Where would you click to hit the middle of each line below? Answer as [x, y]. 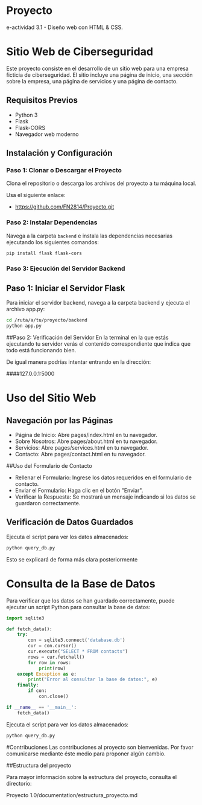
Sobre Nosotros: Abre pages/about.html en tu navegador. [86, 441]
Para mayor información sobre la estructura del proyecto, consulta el [91, 777]
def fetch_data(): [29, 629]
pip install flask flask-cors [44, 253]
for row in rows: [49, 662]
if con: [37, 691]
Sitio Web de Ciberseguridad [80, 52]
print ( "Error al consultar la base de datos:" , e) [93, 680]
